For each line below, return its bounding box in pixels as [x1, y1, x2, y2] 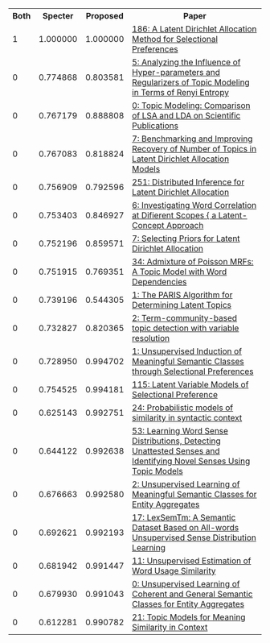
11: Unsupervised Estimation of [132, 555, 252, 566]
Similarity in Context [132, 622, 208, 633]
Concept [132, 220, 165, 230]
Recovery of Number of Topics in [132, 143, 257, 154]
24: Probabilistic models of [132, 402, 234, 413]
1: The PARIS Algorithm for [132, 289, 233, 301]
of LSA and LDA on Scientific [132, 110, 241, 121]
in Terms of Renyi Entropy [132, 87, 229, 97]
